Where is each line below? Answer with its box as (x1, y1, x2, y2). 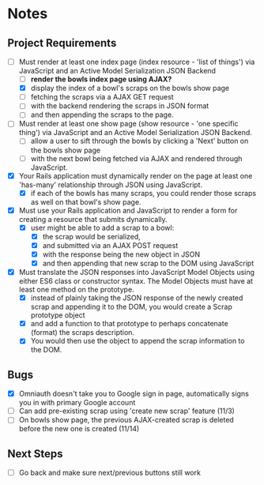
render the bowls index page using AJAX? (30, 74, 172, 84)
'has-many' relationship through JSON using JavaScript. (18, 179, 203, 190)
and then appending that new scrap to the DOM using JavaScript (42, 258, 255, 268)
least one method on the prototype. (18, 285, 135, 295)
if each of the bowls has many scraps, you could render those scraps (30, 188, 257, 197)
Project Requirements (7, 36, 117, 50)
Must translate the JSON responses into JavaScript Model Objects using (18, 268, 255, 277)
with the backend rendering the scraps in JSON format (30, 101, 209, 111)
